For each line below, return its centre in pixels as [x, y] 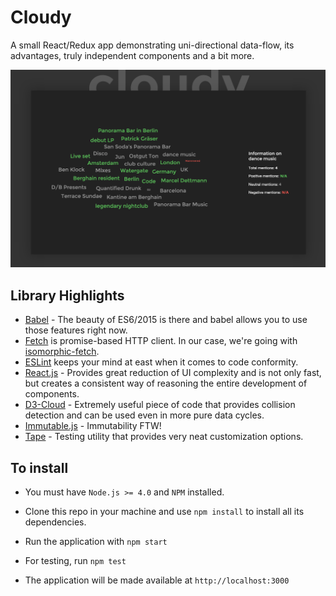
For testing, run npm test [75, 561]
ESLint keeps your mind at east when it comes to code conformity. [161, 362]
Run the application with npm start [96, 542]
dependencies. [55, 522]
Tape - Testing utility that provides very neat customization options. [164, 437]
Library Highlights [67, 295]
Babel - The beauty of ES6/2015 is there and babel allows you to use [166, 320]
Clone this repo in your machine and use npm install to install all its [164, 512]
